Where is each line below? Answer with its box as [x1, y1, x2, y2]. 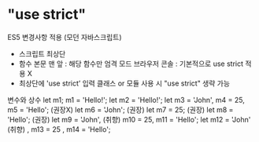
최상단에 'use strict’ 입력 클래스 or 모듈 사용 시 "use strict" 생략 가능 [18, 78, 230, 88]
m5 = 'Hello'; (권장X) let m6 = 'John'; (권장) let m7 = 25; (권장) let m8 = [7, 104, 234, 115]
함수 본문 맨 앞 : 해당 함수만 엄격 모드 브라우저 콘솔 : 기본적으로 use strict [18, 59, 244, 68]
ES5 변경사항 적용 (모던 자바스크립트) [7, 32, 122, 42]
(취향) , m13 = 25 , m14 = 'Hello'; [7, 124, 111, 134]
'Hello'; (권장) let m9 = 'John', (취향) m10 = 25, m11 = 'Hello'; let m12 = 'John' [7, 115, 251, 124]
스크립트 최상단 [18, 49, 66, 58]
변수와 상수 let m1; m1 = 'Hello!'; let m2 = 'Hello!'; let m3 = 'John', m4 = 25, [7, 95, 246, 104]
